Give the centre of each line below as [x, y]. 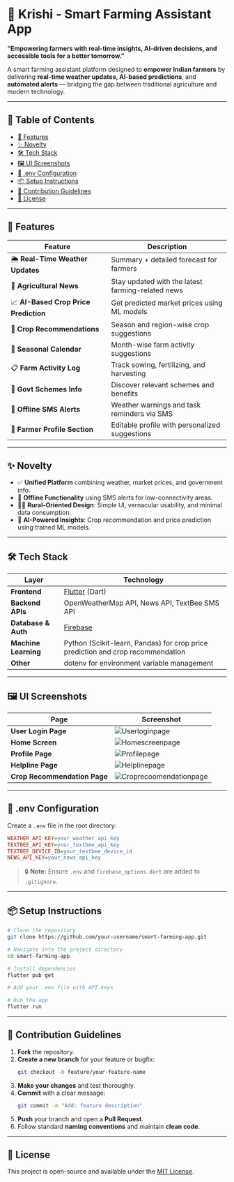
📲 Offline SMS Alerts [46, 409]
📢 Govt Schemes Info [46, 389]
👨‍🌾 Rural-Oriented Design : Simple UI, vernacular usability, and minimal [120, 505]
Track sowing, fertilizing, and [158, 364]
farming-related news [147, 290]
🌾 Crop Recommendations [55, 329]
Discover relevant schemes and [163, 384]
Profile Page [31, 754]
